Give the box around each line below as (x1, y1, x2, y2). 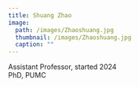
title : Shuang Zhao (8, 11, 72, 20)
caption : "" (15, 41, 55, 49)
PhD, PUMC (8, 71, 46, 80)
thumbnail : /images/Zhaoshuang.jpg (15, 33, 132, 42)
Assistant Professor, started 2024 (8, 62, 117, 71)
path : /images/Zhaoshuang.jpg (15, 26, 114, 34)
